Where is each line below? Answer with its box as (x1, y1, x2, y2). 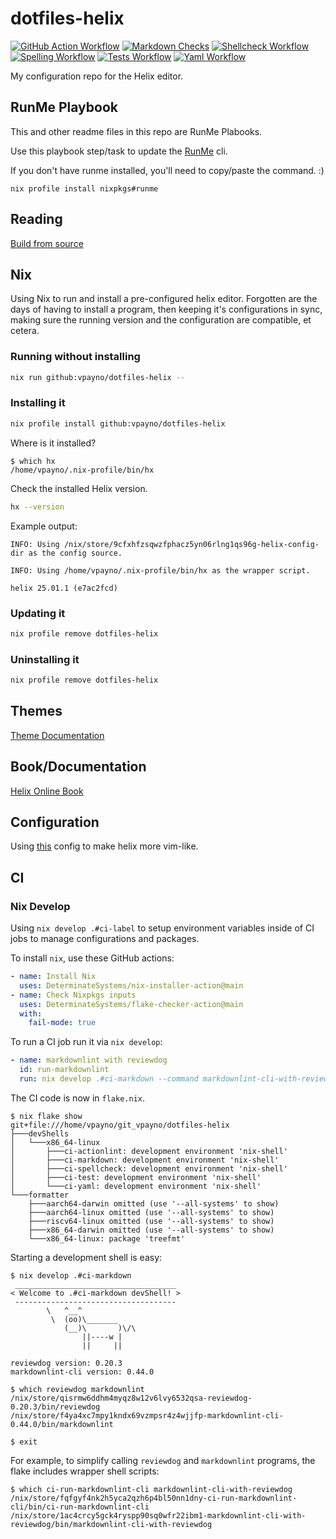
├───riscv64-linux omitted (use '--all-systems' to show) (28, 1216, 275, 1226)
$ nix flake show (10, 1111, 83, 1121)
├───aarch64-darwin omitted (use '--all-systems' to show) (28, 1198, 280, 1209)
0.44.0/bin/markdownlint (10, 1419, 114, 1429)
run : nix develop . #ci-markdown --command (19, 1074, 199, 1084)
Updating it (10, 606, 66, 620)
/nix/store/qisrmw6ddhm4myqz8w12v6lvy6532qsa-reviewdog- (10, 1393, 253, 1403)
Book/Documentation (10, 758, 147, 776)
